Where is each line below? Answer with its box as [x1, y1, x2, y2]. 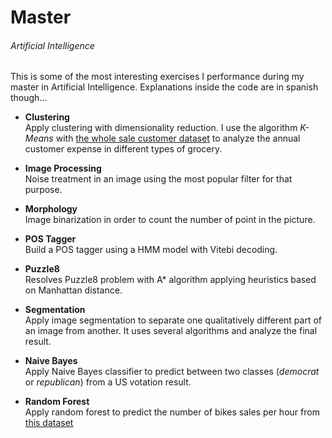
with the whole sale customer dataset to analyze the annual [55, 132, 301, 145]
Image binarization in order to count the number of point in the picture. [24, 214, 316, 226]
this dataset [24, 417, 74, 429]
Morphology [24, 203, 78, 215]
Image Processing [24, 162, 102, 175]
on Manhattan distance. [24, 284, 123, 296]
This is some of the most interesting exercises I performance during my [10, 71, 305, 83]
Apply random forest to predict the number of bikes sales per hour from [24, 406, 320, 418]
